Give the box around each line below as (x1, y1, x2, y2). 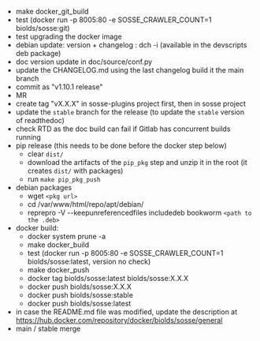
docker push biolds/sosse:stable (27, 290, 134, 299)
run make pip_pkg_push (27, 174, 101, 184)
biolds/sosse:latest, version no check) (27, 257, 151, 266)
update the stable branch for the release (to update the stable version (15, 107, 245, 117)
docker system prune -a (27, 232, 106, 241)
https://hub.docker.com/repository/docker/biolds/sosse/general (15, 316, 223, 324)
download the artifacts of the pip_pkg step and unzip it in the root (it (27, 158, 247, 167)
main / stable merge (15, 324, 81, 333)
